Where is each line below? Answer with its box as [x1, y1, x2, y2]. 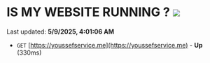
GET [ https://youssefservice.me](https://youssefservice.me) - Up [16, 41, 203, 49]
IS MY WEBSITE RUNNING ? [6, 4, 171, 20]
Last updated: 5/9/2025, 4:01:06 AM [6, 27, 115, 36]
